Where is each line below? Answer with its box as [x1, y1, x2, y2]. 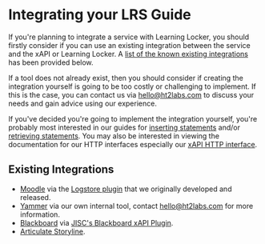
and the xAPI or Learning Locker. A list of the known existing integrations [8, 49, 248, 58]
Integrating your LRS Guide [8, 6, 192, 24]
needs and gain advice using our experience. [8, 98, 158, 108]
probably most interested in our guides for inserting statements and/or [8, 122, 240, 132]
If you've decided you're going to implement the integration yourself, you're [8, 114, 258, 123]
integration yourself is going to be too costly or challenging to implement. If [8, 82, 256, 91]
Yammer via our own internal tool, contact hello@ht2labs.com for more [19, 201, 254, 210]
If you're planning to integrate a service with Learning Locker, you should [8, 32, 250, 42]
